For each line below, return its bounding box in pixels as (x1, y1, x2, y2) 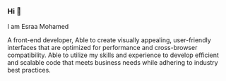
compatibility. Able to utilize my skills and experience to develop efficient (7, 51, 219, 59)
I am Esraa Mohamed (7, 23, 69, 31)
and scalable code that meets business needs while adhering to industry (7, 58, 218, 67)
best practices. (7, 66, 51, 75)
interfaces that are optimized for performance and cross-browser (7, 44, 198, 52)
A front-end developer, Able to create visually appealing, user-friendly (7, 36, 212, 44)
